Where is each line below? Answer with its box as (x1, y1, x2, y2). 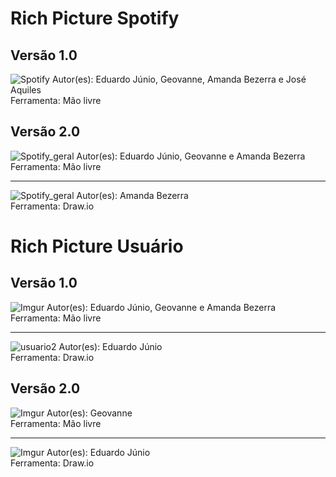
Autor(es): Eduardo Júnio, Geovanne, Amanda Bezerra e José (51, 73, 307, 85)
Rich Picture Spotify (10, 7, 180, 30)
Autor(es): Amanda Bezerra (76, 189, 189, 201)
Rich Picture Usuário (10, 235, 184, 257)
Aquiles (10, 84, 42, 96)
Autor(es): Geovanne (46, 407, 133, 419)
